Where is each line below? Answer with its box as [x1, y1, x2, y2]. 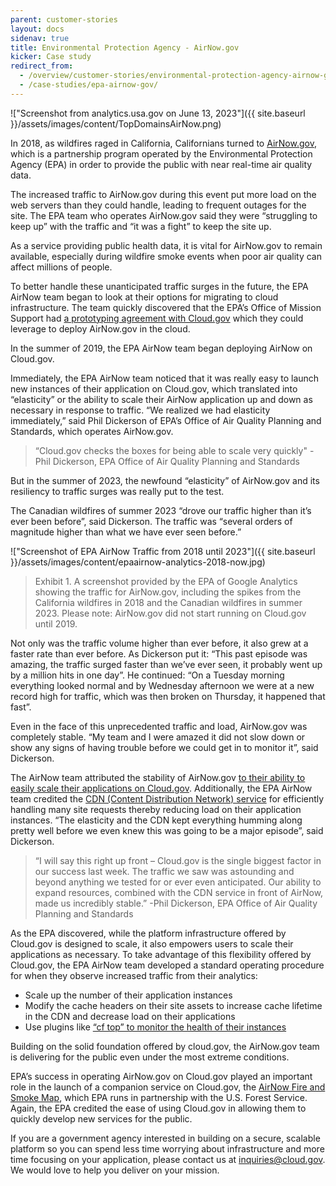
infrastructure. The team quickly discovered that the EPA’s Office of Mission [10, 301, 322, 313]
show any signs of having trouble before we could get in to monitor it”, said [10, 741, 319, 753]
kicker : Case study [10, 52, 92, 62]
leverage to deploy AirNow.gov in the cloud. [10, 322, 191, 335]
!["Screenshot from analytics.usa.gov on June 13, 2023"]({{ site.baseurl [10, 107, 306, 119]
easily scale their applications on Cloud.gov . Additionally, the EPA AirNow [10, 782, 313, 794]
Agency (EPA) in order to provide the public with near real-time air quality [10, 158, 313, 170]
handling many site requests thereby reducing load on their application [10, 803, 302, 815]
